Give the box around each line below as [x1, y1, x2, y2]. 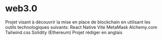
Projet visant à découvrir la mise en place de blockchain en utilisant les [5, 19, 151, 25]
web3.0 [5, 3, 37, 14]
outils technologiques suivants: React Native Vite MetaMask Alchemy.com [5, 24, 158, 30]
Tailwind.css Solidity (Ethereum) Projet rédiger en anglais [5, 29, 123, 35]
